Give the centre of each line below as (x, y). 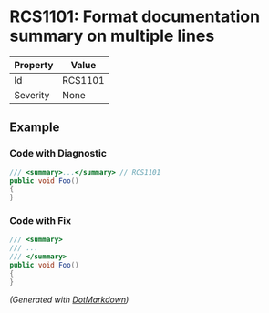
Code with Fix (41, 221)
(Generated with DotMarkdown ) (69, 299)
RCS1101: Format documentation (135, 17)
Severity (32, 95)
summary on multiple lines (112, 36)
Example (35, 128)
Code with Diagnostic (58, 154)
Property (34, 65)
